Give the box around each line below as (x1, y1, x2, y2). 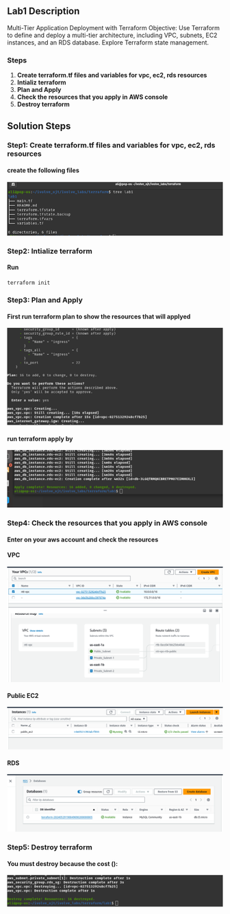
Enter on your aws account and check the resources (7, 535, 159, 543)
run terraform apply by (7, 434, 73, 443)
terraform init (7, 279, 51, 287)
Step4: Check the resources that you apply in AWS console (7, 518, 207, 528)
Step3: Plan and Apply (7, 295, 84, 305)
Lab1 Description (7, 5, 80, 17)
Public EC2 (7, 691, 39, 699)
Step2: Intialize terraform (7, 246, 92, 256)
